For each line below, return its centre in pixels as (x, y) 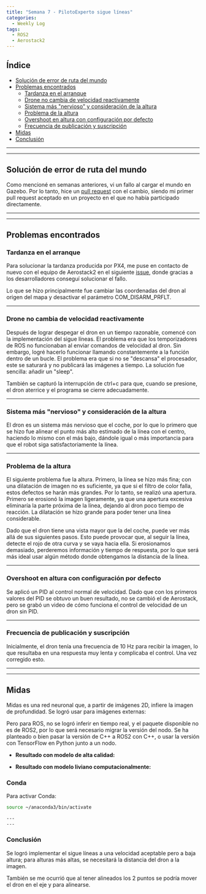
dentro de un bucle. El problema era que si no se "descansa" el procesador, (102, 358)
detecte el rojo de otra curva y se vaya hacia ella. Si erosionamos (89, 543)
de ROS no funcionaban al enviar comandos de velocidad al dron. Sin (94, 345)
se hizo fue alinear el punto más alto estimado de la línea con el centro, (96, 431)
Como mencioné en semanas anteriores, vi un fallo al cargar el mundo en (99, 184)
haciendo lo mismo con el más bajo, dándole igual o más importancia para (100, 438)
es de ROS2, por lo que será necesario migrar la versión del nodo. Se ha (97, 730)
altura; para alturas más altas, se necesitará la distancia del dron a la (93, 860)
